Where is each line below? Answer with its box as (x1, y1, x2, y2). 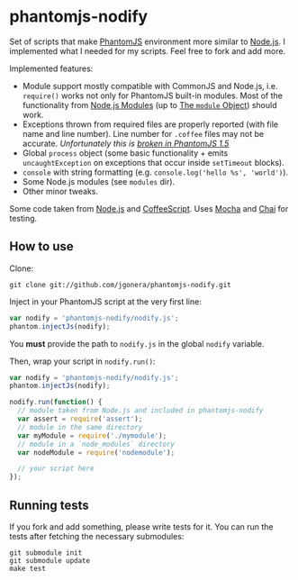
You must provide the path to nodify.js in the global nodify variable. (9, 338, 265, 349)
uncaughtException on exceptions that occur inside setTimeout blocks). (22, 157, 285, 168)
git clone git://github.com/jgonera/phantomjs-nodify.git (9, 280, 231, 289)
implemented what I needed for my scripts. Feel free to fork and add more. (9, 45, 286, 56)
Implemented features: (9, 63, 94, 74)
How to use (9, 239, 74, 254)
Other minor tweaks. (22, 186, 99, 196)
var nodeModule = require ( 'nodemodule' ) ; (17, 448, 176, 457)
